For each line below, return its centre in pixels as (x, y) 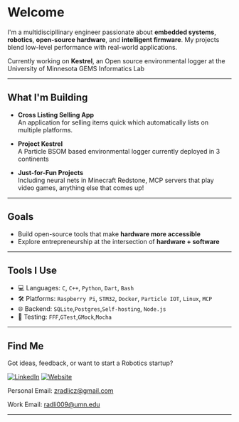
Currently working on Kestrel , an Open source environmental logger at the (116, 60)
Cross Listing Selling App (56, 115)
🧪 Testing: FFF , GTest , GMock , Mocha (65, 317)
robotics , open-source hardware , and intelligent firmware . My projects (113, 39)
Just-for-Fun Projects (51, 172)
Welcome (36, 12)
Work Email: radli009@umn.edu (54, 405)
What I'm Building (48, 98)
